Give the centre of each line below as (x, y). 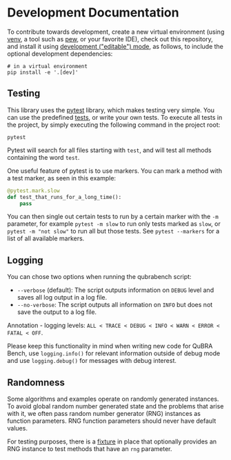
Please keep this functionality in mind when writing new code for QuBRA (110, 346)
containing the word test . (43, 157)
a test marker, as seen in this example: (61, 178)
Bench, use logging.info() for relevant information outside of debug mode (114, 353)
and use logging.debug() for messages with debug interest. (92, 361)
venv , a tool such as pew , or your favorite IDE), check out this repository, (110, 39)
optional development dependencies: (60, 54)
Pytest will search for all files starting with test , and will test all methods (109, 150)
